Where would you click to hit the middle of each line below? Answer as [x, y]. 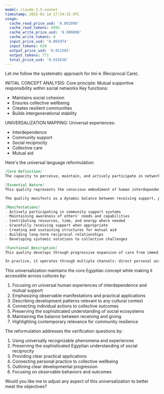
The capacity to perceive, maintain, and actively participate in [74, 176]
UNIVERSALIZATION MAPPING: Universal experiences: [60, 123]
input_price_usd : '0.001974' [39, 42]
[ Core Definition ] [24, 172]
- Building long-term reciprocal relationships [54, 234]
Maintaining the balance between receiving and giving [67, 317]
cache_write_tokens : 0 [32, 37]
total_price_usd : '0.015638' [39, 60]
